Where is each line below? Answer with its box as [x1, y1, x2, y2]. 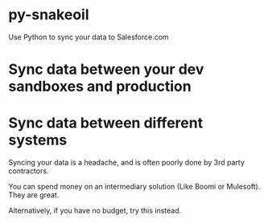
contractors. [8, 166, 49, 176]
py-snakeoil [8, 6, 90, 24]
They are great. [8, 190, 60, 200]
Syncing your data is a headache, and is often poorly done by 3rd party [8, 158, 245, 168]
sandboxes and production [8, 78, 192, 95]
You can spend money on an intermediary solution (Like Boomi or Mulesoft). [8, 182, 261, 192]
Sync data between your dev [8, 60, 204, 79]
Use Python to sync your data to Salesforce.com [8, 32, 169, 42]
